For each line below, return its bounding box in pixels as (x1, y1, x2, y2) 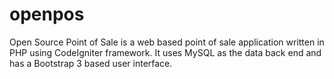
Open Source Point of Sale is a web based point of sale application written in (9, 36, 325, 48)
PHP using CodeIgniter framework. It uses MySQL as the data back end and (9, 46, 322, 58)
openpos (9, 3, 85, 26)
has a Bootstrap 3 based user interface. (9, 57, 173, 69)
